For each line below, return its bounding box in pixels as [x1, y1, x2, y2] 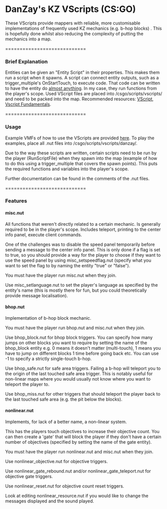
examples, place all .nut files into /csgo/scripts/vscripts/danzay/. [5, 140, 138, 146]
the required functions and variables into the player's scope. [5, 166, 129, 172]
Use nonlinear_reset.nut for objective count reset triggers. [5, 483, 125, 489]
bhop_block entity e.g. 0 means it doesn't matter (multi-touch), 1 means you [5, 345, 161, 351]
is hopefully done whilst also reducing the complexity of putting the [5, 30, 144, 36]
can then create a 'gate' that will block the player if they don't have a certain [5, 434, 162, 440]
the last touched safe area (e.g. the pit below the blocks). [5, 396, 123, 402]
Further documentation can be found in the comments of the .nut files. [5, 175, 150, 181]
